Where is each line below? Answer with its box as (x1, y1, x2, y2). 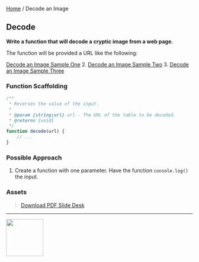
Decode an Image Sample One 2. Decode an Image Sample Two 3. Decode (6, 60, 190, 68)
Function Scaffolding (6, 82, 68, 90)
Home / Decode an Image (6, 5, 69, 12)
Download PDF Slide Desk (20, 202, 85, 209)
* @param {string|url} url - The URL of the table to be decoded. (8, 112, 176, 118)
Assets (6, 188, 27, 196)
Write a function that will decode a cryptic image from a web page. (6, 38, 174, 45)
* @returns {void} (8, 117, 54, 123)
